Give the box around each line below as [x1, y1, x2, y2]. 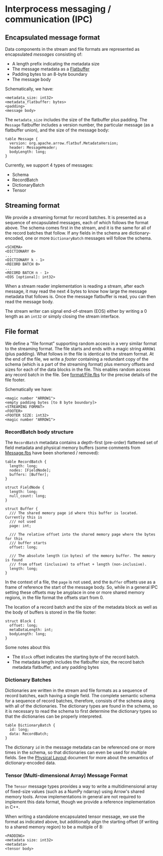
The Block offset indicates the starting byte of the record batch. [12, 654, 140, 660]
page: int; [9, 523, 32, 528]
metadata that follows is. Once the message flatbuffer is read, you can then [5, 293, 156, 299]
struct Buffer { [5, 506, 38, 511]
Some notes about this [5, 644, 50, 650]
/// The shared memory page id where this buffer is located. [9, 511, 138, 515]
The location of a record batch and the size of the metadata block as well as [5, 604, 158, 610]
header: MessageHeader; [9, 145, 57, 150]
